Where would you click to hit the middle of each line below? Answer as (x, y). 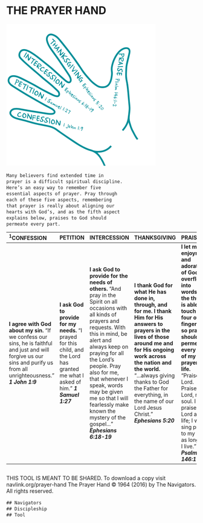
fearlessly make (109, 404)
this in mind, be (109, 333)
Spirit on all (104, 301)
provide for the (109, 276)
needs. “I (71, 330)
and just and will (29, 350)
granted (69, 369)
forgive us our (26, 356)
